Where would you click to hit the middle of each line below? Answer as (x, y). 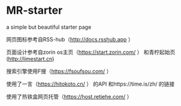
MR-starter (34, 10)
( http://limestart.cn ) (30, 59)
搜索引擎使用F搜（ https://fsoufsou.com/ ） (59, 71)
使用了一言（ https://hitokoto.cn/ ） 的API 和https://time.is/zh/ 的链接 (90, 84)
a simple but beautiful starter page (49, 27)
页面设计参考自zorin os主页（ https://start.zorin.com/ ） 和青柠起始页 (91, 52)
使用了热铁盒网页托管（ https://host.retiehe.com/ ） (69, 96)
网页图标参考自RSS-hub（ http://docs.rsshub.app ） (70, 39)
